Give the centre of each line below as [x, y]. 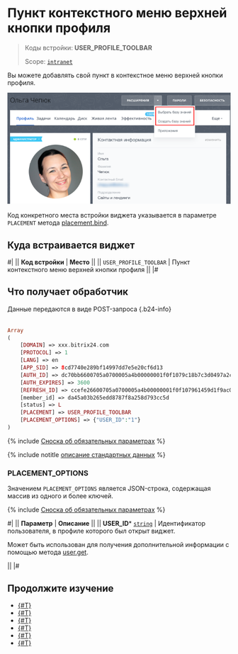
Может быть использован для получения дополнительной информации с [118, 545]
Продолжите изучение [61, 588]
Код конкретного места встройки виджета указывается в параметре [112, 215]
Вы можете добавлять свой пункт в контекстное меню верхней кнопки [115, 75]
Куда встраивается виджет [71, 245]
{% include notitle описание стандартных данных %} [86, 454]
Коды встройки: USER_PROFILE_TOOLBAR [88, 47]
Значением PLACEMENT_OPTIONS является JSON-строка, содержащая [109, 489]
